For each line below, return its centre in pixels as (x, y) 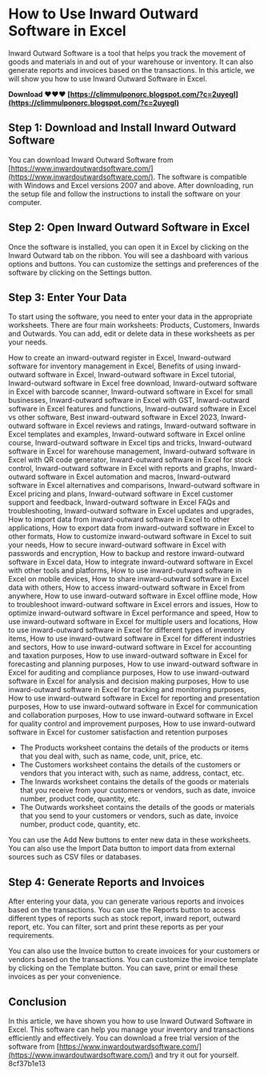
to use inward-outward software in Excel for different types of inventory (127, 630)
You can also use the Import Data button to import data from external (122, 848)
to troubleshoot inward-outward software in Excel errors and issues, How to (133, 605)
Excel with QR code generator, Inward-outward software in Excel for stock (130, 460)
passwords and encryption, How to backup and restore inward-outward (126, 554)
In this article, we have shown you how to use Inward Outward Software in (130, 1021)
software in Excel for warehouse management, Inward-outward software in (132, 451)
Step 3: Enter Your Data (68, 297)
